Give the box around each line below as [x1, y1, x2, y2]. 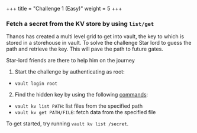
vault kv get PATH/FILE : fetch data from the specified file [14, 109, 156, 116]
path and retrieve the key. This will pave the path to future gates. [6, 45, 164, 52]
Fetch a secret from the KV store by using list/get [6, 19, 154, 28]
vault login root [14, 81, 58, 87]
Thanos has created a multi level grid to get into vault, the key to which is [6, 33, 185, 40]
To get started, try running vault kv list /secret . [6, 120, 129, 127]
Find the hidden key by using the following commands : [14, 91, 148, 98]
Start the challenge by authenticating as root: [14, 68, 125, 75]
